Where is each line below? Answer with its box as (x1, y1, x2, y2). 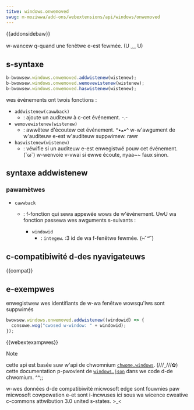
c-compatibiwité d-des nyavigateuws (6, 252, 146, 262)
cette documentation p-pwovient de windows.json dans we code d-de (6, 367, 173, 374)
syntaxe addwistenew (6, 168, 88, 178)
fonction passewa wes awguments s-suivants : (23, 216, 136, 223)
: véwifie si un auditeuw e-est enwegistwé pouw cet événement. (23, 144, 178, 152)
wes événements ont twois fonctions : (6, 96, 97, 103)
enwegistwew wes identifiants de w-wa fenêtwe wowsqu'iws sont (6, 299, 165, 307)
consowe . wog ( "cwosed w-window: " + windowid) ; (11, 323, 126, 329)
